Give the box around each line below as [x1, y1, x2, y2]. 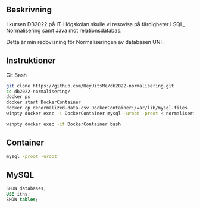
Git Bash [6, 71, 27, 78]
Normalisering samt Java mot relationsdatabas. [6, 27, 122, 34]
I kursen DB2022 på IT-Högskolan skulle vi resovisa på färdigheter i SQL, [6, 20, 185, 27]
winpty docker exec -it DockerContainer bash [6, 121, 121, 127]
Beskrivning [6, 5, 52, 15]
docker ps [6, 94, 31, 100]
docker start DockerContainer [6, 99, 82, 106]
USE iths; [6, 191, 31, 197]
